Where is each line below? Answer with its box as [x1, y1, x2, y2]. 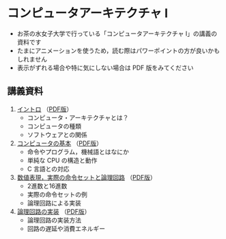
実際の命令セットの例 [27, 190, 87, 198]
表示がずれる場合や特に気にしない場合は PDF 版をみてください [16, 64, 194, 72]
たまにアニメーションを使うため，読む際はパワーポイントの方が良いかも [16, 46, 221, 55]
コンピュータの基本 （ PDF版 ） [16, 139, 103, 147]
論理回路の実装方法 [27, 216, 82, 224]
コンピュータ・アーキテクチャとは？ [27, 113, 129, 122]
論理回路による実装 [27, 199, 82, 207]
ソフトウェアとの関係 [27, 130, 87, 139]
